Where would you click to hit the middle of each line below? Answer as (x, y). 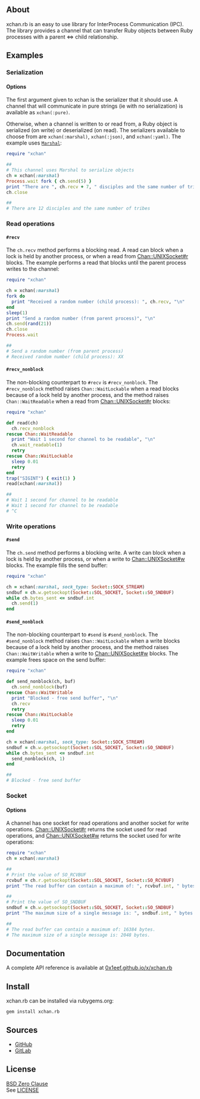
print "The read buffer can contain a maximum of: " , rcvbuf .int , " (93, 886)
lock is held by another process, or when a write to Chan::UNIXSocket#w (96, 559)
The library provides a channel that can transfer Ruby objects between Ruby (100, 30)
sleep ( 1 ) (17, 313)
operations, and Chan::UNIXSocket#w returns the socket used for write (94, 836)
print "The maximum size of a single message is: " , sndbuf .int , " (92, 913)
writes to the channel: (33, 269)
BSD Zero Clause (27, 1084)
